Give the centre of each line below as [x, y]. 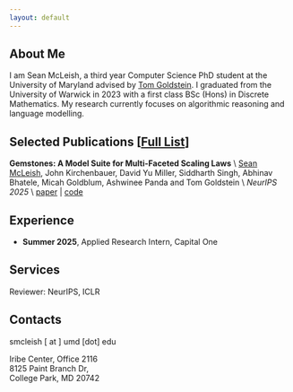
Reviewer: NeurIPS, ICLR [55, 292]
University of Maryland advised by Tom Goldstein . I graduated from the [141, 85]
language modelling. [47, 114]
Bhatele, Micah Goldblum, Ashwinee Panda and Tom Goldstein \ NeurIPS [143, 183]
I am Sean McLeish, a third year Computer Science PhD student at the [138, 75]
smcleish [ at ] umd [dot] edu [63, 341]
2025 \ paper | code [46, 192]
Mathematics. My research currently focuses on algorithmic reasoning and [147, 104]
